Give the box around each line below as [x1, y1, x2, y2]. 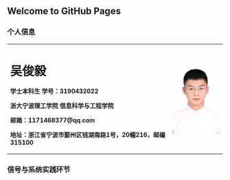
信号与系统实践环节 [7, 164, 71, 174]
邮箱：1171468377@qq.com [10, 116, 95, 125]
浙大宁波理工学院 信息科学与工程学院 [10, 102, 114, 110]
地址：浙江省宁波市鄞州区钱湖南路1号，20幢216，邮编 [10, 131, 166, 139]
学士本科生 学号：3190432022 [10, 87, 99, 95]
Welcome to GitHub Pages [7, 5, 121, 17]
